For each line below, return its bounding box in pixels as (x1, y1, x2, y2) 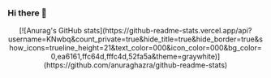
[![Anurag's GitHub (19, 26, 83, 36)
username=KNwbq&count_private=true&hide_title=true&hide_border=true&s (8, 34, 263, 44)
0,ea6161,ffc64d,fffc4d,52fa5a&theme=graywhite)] (50, 52, 221, 62)
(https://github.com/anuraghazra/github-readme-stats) (43, 60, 228, 70)
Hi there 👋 (7, 7, 48, 19)
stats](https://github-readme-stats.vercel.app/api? (83, 26, 252, 36)
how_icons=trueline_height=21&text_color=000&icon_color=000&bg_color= (9, 43, 262, 53)
